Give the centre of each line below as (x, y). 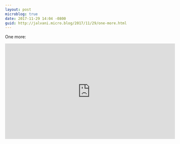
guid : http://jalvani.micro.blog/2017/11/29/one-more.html (66, 23)
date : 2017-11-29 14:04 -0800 (36, 18)
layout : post (18, 9)
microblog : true (21, 14)
